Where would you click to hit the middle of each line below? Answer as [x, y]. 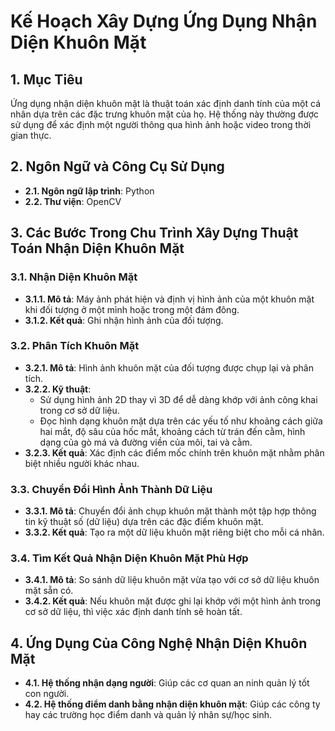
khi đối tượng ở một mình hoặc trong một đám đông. [132, 309]
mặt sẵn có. [49, 591]
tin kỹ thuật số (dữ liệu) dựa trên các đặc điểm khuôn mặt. [144, 522]
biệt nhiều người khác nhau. [82, 463]
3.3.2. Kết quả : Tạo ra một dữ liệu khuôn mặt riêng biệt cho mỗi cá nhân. [174, 532]
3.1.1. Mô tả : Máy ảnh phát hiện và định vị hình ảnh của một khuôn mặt [169, 299]
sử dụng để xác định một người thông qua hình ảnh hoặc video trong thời [161, 124]
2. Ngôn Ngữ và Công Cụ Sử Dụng [117, 166]
